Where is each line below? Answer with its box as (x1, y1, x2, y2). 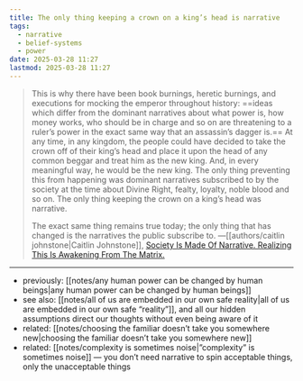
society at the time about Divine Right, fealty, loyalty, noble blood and (31, 184, 290, 195)
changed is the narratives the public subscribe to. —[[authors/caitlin (31, 230, 286, 240)
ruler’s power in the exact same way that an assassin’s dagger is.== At (31, 126, 293, 137)
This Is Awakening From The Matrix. (31, 249, 165, 259)
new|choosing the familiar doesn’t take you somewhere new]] (22, 332, 252, 343)
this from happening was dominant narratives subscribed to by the (31, 174, 280, 185)
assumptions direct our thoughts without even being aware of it (22, 313, 259, 324)
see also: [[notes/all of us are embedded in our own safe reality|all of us (22, 294, 290, 304)
